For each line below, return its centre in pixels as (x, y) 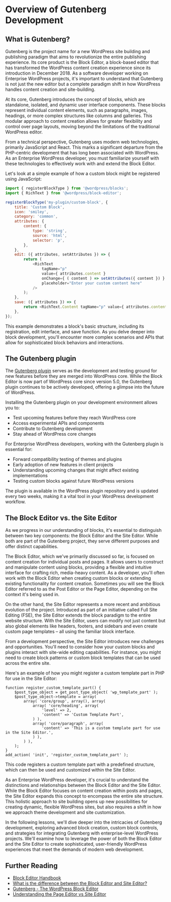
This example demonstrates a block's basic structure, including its (75, 326)
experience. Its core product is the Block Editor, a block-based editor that (82, 62)
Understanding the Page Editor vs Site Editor (59, 894)
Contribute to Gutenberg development (52, 429)
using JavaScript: (24, 179)
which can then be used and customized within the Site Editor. (70, 770)
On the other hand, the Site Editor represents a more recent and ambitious (83, 604)
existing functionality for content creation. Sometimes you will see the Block (85, 583)
